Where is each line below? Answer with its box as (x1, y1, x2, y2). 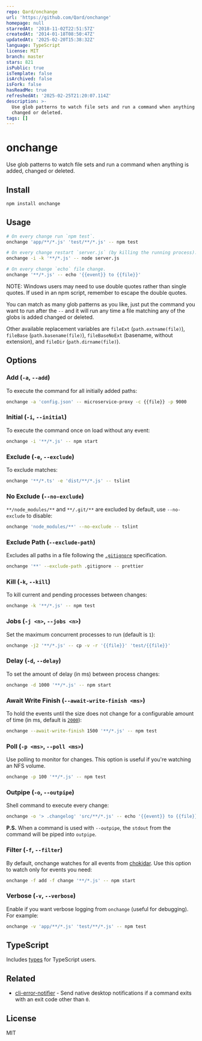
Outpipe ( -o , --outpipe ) (6, 788, 75, 796)
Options (6, 356, 37, 366)
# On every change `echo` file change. (6, 266, 106, 273)
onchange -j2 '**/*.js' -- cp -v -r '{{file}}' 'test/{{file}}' (6, 642, 171, 649)
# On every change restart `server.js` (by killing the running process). (6, 250, 198, 256)
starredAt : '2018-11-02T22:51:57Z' (6, 25, 96, 32)
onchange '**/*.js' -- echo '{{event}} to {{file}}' (6, 272, 141, 278)
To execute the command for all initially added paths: (6, 387, 137, 394)
